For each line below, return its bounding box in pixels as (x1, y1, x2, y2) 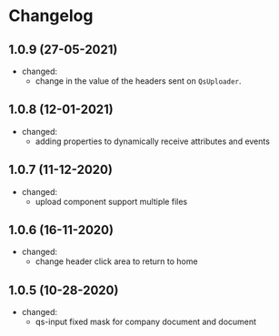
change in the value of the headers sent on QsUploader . (35, 76, 242, 87)
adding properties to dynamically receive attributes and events (35, 136, 270, 147)
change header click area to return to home (35, 256, 198, 267)
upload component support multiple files (35, 196, 188, 207)
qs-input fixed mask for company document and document (35, 316, 256, 328)
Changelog (8, 5, 94, 26)
